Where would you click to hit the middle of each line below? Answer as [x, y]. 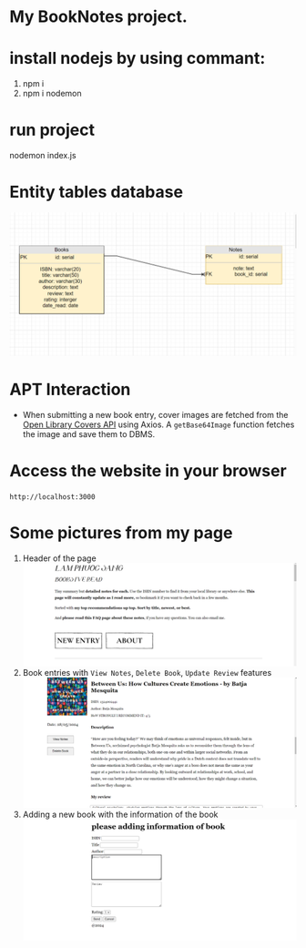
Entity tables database [97, 192]
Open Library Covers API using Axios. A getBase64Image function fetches [158, 424]
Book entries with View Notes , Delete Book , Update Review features [147, 672]
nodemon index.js [43, 156]
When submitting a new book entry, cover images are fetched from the [155, 414]
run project [52, 130]
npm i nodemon [52, 94]
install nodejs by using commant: [138, 59]
